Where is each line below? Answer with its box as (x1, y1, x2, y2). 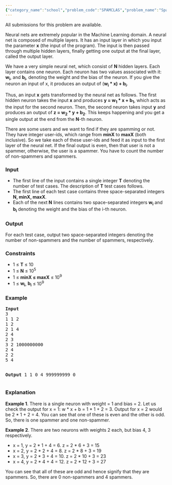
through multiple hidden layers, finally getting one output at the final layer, (5, 48, 161, 54)
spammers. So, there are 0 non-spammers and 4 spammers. (5, 474, 133, 480)
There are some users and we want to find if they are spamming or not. (5, 126, 155, 132)
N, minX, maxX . (12, 194, 47, 200)
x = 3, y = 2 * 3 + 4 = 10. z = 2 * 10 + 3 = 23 (12, 453, 106, 459)
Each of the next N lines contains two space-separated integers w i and (12, 199, 163, 206)
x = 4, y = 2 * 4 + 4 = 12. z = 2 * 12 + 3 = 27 (12, 458, 106, 465)
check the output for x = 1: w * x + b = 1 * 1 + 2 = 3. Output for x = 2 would (5, 406, 162, 412)
